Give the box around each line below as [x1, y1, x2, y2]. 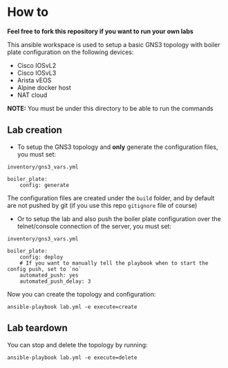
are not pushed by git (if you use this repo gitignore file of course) [7, 201, 198, 209]
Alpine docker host [17, 83, 71, 91]
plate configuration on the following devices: [7, 48, 134, 56]
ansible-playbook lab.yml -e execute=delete [7, 354, 137, 361]
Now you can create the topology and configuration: [7, 290, 156, 298]
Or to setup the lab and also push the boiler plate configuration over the [17, 214, 221, 222]
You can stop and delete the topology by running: [7, 340, 148, 349]
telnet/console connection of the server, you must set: [17, 222, 171, 230]
